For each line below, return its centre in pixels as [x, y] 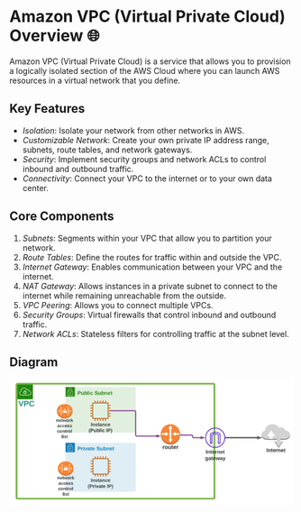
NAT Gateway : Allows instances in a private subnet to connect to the [150, 286]
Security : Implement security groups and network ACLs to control [144, 159]
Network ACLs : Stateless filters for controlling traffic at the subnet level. [156, 334]
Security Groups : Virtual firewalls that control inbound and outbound [149, 315]
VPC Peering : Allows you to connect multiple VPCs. [118, 305]
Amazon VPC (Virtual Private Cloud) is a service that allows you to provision [150, 61]
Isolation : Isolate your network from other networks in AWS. [133, 130]
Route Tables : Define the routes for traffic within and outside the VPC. [152, 257]
